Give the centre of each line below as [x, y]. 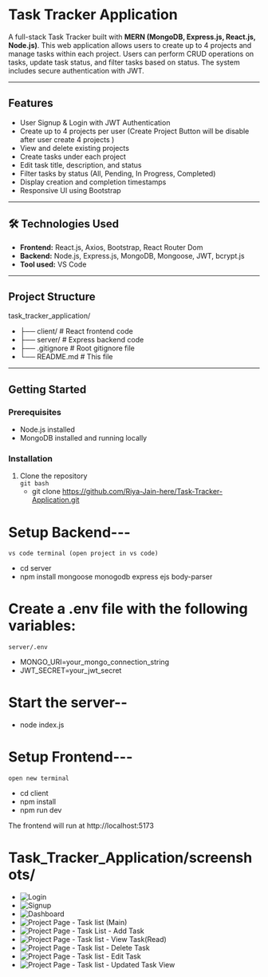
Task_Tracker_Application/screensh [130, 858]
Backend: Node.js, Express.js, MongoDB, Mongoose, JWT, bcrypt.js [132, 255]
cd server [35, 568]
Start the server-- [68, 703]
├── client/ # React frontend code [76, 331]
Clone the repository [53, 476]
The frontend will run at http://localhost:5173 [81, 826]
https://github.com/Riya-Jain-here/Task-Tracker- [143, 492]
